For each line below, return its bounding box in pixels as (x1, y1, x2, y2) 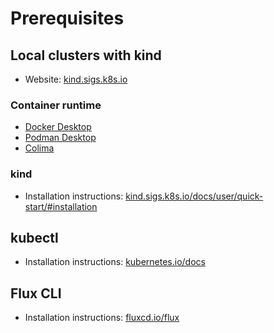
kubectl (10, 229, 59, 246)
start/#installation (24, 200, 98, 212)
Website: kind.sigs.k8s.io (24, 73, 128, 85)
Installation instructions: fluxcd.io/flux (24, 312, 180, 324)
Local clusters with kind (10, 47, 162, 64)
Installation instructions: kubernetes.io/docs (24, 256, 206, 268)
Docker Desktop (24, 121, 92, 133)
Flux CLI (10, 285, 62, 302)
